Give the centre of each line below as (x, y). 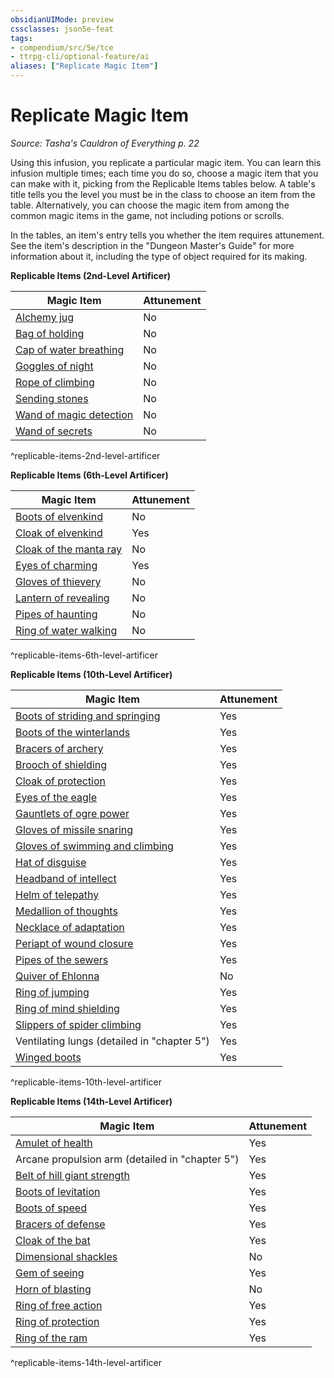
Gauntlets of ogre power (72, 813)
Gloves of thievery (58, 581)
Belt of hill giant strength (73, 1175)
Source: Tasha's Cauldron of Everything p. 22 (105, 143)
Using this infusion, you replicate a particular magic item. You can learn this (166, 162)
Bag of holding (50, 333)
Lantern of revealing (62, 598)
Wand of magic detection (74, 414)
